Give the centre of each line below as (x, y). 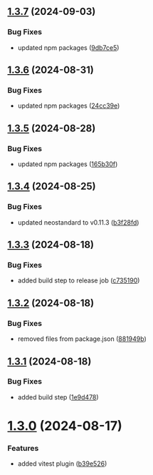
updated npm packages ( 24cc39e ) (69, 106)
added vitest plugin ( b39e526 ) (62, 464)
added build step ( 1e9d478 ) (58, 397)
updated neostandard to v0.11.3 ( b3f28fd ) (78, 222)
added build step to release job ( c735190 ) (79, 280)
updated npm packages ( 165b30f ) (68, 164)
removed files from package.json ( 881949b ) (82, 339)
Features (23, 448)
